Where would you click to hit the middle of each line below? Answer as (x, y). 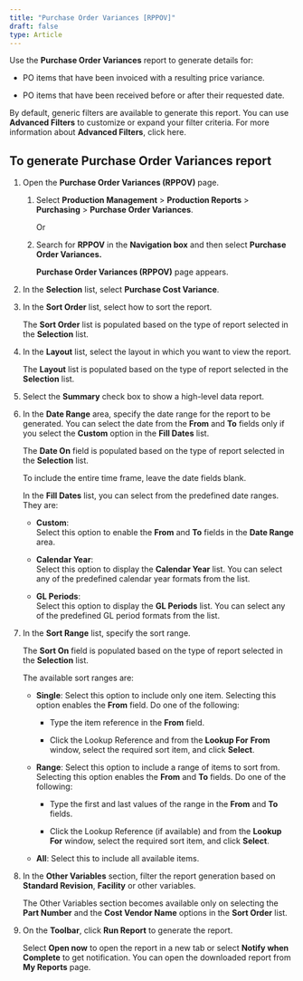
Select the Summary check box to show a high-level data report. (143, 397)
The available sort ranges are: (78, 678)
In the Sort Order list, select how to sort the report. (117, 307)
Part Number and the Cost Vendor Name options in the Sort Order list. (155, 913)
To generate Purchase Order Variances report (141, 161)
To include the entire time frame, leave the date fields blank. (134, 478)
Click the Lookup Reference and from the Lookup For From (160, 740)
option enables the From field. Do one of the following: (137, 705)
